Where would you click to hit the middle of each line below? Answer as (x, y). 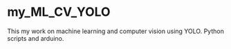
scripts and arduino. (36, 38)
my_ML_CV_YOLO (59, 12)
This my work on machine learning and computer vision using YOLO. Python (116, 31)
